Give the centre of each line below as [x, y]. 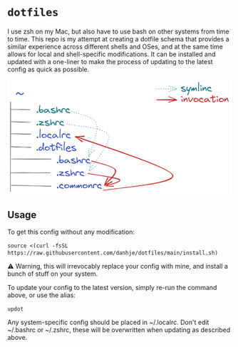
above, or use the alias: [42, 295]
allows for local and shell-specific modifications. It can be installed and [112, 54]
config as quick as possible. [48, 69]
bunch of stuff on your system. [53, 274]
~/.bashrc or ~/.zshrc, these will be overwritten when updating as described [119, 330]
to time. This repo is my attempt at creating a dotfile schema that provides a [118, 38]
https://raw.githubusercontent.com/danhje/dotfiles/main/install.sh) [113, 253]
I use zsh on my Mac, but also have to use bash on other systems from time [118, 31]
